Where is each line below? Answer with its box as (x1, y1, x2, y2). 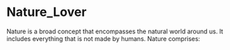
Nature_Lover (6, 4, 87, 20)
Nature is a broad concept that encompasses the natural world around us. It (6, 27, 224, 35)
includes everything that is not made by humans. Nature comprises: (6, 34, 201, 42)
